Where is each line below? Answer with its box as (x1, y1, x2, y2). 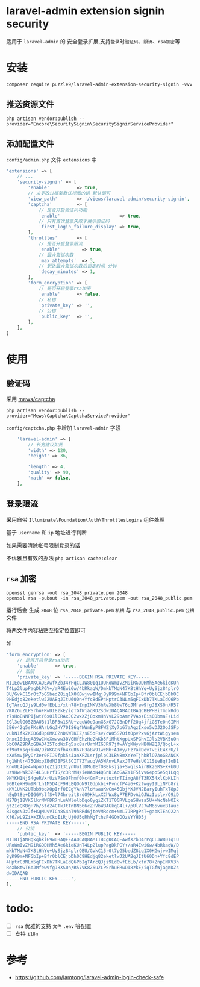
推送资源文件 (6, 99, 54, 110)
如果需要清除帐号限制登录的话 (6, 541, 80, 549)
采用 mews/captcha (6, 395, 55, 403)
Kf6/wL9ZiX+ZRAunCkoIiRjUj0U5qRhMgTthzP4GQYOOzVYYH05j (6, 814, 147, 820)
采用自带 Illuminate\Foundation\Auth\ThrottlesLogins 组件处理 (6, 516, 165, 523)
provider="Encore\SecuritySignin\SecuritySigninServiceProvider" (6, 121, 173, 127)
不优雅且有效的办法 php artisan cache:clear (6, 554, 117, 562)
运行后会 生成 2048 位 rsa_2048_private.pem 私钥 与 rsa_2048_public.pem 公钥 (6, 607, 195, 614)
